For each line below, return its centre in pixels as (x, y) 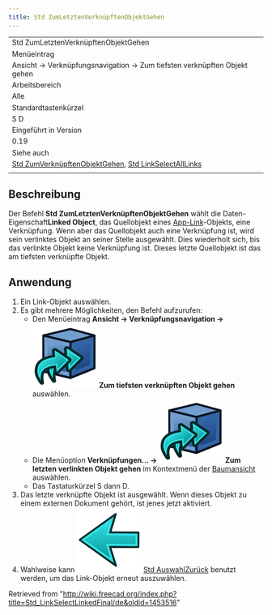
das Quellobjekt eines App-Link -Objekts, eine (175, 222)
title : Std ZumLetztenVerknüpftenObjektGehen (86, 17)
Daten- (234, 214)
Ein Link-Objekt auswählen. (66, 302)
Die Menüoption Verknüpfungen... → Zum (136, 460)
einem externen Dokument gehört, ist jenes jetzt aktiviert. (116, 503)
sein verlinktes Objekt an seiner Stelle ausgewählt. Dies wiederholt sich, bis (134, 240)
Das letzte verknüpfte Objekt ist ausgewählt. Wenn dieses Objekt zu (133, 495)
